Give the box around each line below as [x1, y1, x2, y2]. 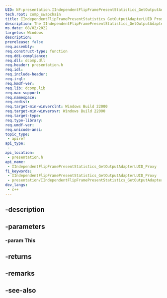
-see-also [5, 286, 36, 295]
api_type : [5, 141, 26, 146]
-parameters [5, 222, 45, 231]
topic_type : [5, 132, 30, 137]
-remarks [5, 269, 35, 278]
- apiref [7, 136, 26, 141]
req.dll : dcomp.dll [5, 58, 46, 63]
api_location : [5, 150, 35, 155]
